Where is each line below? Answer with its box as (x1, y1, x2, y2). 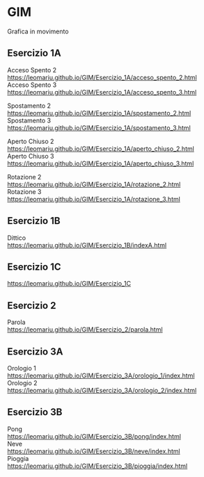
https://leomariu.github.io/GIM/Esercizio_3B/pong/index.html (7, 432, 181, 440)
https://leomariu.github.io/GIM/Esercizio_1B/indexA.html (7, 241, 167, 249)
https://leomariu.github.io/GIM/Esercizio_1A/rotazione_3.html (7, 195, 181, 203)
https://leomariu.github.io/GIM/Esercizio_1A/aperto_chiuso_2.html (7, 144, 195, 153)
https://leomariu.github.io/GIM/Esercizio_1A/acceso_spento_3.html (7, 88, 197, 96)
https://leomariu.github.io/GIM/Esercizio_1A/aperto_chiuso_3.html (7, 159, 194, 168)
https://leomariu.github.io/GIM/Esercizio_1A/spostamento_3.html (7, 123, 191, 132)
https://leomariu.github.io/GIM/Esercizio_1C (7, 280, 131, 288)
